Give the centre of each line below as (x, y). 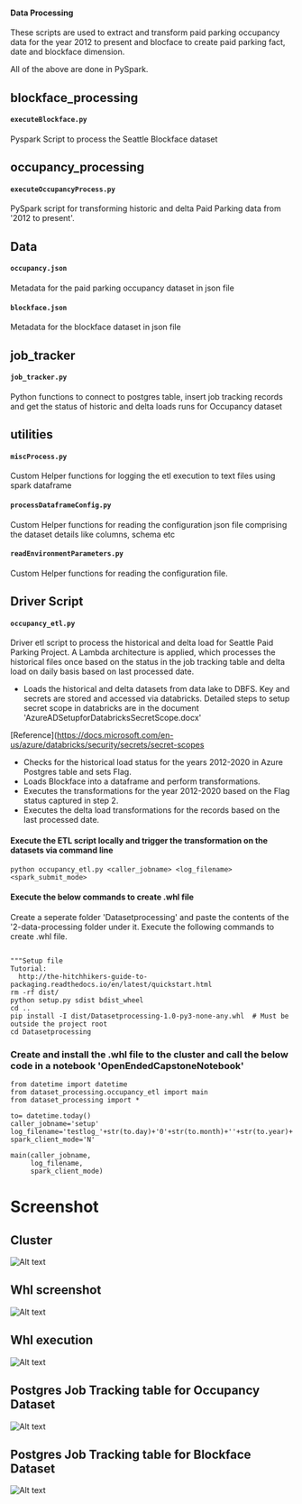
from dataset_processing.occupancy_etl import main (109, 1093)
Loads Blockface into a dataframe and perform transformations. (142, 781)
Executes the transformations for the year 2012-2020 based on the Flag (156, 791)
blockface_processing (74, 98)
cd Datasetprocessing (51, 1032)
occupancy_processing (78, 167)
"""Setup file (37, 961)
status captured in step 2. (71, 801)
